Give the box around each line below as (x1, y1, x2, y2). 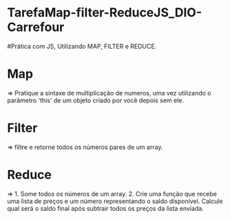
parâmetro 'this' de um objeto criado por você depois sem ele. (7, 96, 185, 104)
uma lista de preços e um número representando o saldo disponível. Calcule (7, 197, 223, 205)
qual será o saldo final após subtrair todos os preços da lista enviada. (7, 204, 205, 212)
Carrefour (7, 19, 65, 35)
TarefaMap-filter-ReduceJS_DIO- (7, 5, 202, 21)
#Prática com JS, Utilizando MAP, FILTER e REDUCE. (7, 42, 157, 50)
